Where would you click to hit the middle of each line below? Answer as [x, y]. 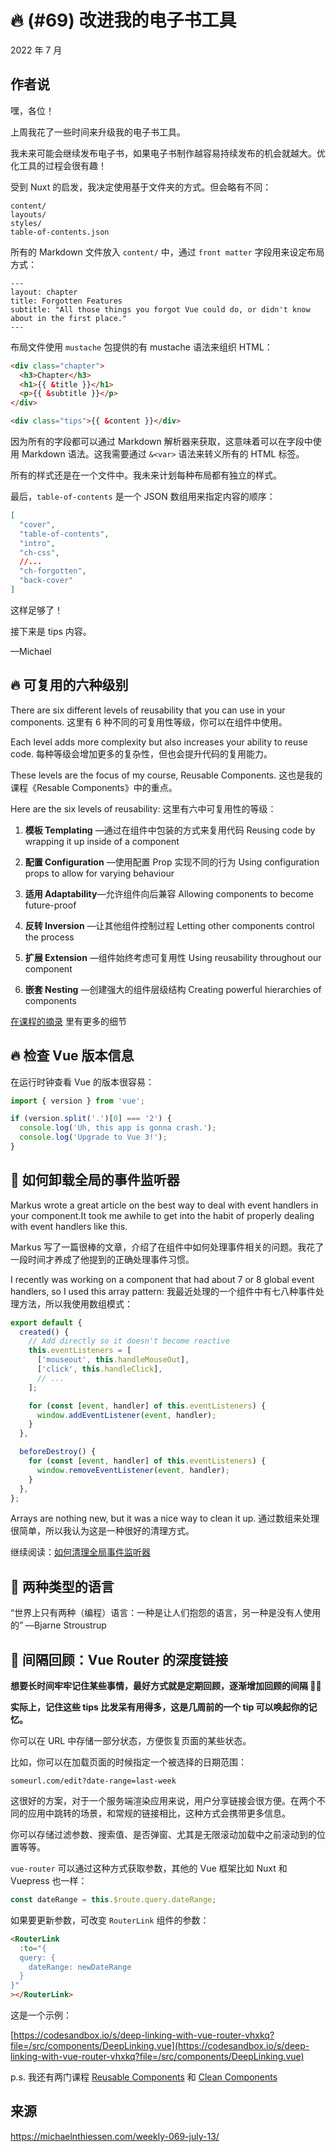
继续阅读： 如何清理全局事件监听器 [80, 1552]
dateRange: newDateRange [80, 1967]
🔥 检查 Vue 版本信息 [72, 1056]
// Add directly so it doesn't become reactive [129, 1341]
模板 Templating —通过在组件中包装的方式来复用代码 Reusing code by [170, 830]
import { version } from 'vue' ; [77, 1101]
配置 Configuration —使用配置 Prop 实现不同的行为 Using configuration [172, 862]
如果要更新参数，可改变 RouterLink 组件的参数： [110, 1920]
